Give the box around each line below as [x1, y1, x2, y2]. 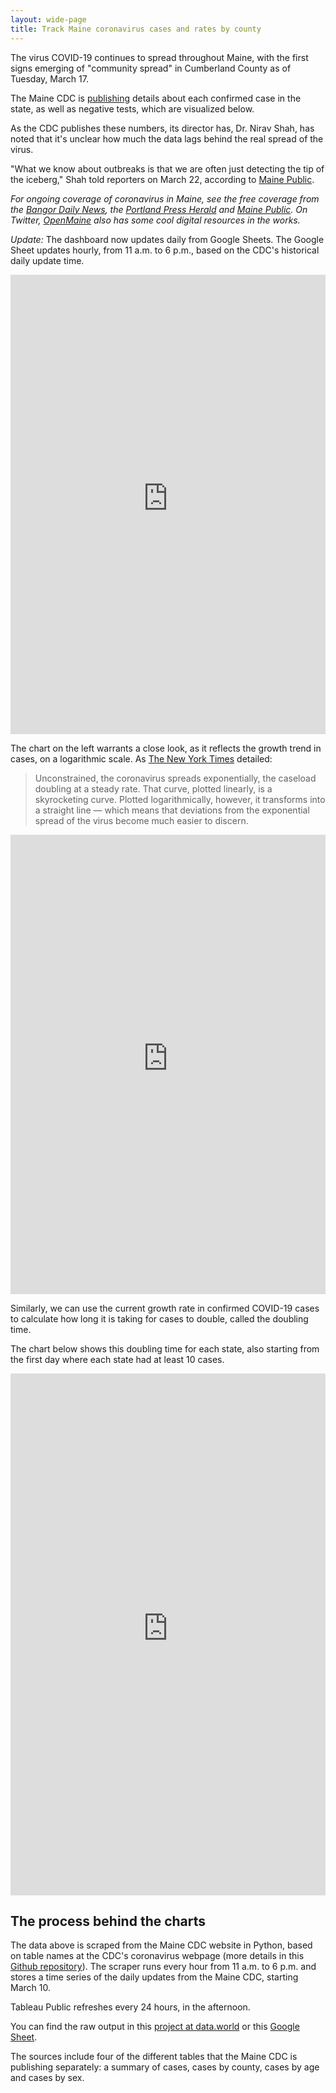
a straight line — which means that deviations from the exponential [34, 804, 310, 816]
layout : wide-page [10, 14, 87, 25]
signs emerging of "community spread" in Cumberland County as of [10, 62, 292, 74]
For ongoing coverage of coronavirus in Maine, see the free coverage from [10, 192, 320, 205]
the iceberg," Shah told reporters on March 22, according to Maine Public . [10, 173, 315, 185]
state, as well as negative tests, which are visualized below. [10, 102, 255, 115]
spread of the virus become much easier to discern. [34, 814, 249, 826]
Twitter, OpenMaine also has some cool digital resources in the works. [10, 214, 301, 226]
